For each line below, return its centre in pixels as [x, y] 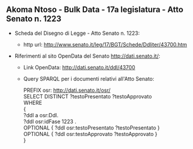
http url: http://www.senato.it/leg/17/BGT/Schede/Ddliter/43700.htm [105, 44]
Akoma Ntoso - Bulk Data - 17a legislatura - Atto [95, 10]
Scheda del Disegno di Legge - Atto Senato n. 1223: [77, 33]
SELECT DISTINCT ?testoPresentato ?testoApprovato [88, 96]
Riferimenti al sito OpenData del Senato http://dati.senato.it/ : [87, 56]
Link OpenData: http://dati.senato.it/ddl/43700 [79, 67]
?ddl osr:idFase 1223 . [50, 121]
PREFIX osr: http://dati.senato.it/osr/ [67, 90]
